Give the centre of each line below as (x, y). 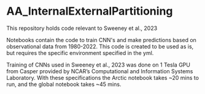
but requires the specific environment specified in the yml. (80, 52)
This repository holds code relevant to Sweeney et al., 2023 (82, 28)
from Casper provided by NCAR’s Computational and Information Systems (100, 71)
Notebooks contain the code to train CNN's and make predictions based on (101, 40)
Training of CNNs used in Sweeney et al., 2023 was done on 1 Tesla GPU (98, 65)
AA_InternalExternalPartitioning (90, 11)
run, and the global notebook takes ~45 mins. (64, 84)
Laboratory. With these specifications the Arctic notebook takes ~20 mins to (103, 78)
